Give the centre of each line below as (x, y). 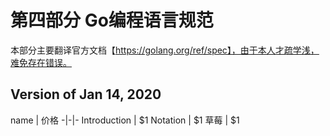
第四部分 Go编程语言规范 (112, 20)
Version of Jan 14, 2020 (86, 94)
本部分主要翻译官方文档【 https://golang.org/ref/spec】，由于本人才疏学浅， (165, 50)
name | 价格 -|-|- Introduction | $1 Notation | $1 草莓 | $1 (125, 120)
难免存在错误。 (41, 62)
